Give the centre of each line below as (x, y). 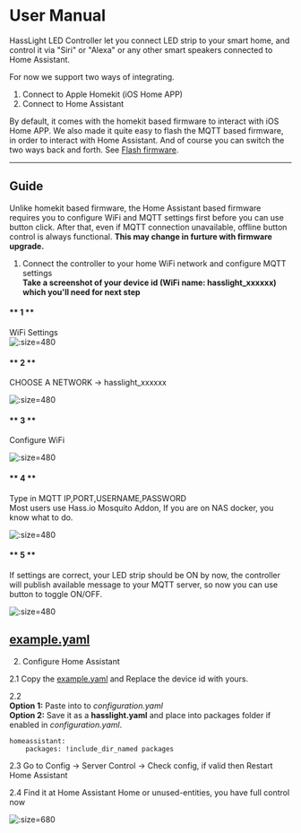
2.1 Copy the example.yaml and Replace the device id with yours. (129, 679)
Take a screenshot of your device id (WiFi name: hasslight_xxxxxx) (149, 282)
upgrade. (27, 246)
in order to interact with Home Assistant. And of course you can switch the (147, 140)
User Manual (57, 16)
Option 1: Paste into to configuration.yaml (86, 706)
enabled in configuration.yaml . (66, 725)
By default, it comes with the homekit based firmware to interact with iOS (144, 121)
